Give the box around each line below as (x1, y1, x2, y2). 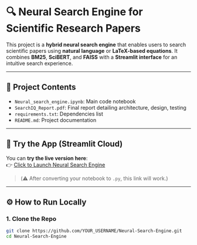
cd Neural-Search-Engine (6, 233, 67, 240)
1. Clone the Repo (6, 215, 57, 223)
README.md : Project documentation (14, 116, 97, 124)
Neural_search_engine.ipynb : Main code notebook (14, 98, 136, 105)
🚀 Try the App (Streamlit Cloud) (6, 139, 123, 149)
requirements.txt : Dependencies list (14, 110, 104, 117)
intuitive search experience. (6, 60, 73, 67)
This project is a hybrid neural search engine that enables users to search (6, 41, 186, 48)
